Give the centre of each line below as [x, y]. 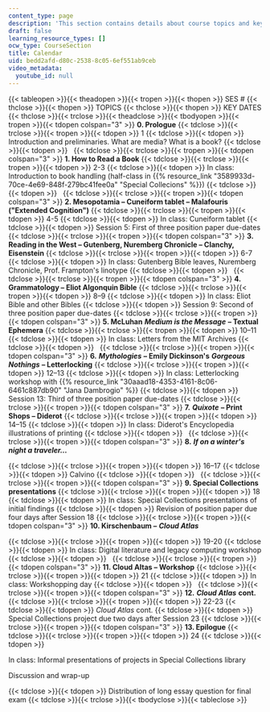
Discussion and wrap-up [49, 675]
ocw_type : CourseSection [50, 46]
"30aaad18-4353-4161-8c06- [169, 381]
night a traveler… [38, 450]
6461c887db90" [35, 390]
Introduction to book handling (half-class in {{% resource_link [110, 176]
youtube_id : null [45, 76]
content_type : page [41, 16]
